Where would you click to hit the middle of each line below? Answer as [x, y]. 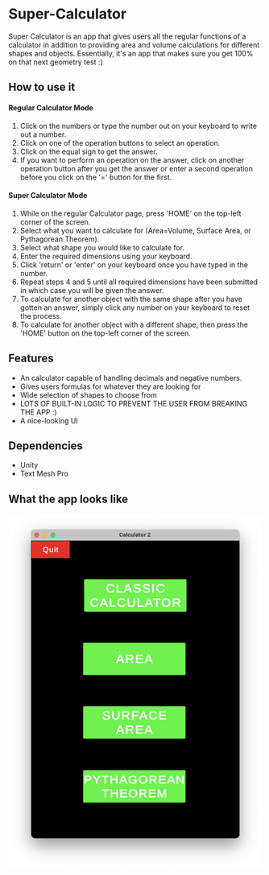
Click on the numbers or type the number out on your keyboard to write [139, 126]
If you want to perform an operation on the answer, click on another [132, 160]
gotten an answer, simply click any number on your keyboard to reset [135, 307]
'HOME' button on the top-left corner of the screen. [106, 333]
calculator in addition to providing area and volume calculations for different [134, 44]
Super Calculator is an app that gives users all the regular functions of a [127, 36]
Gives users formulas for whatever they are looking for [110, 386]
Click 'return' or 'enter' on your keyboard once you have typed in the [134, 264]
